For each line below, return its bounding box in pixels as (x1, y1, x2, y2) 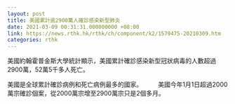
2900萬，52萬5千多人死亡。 (7, 65, 90, 74)
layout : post (7, 10, 46, 18)
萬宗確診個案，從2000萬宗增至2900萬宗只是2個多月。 (7, 89, 165, 98)
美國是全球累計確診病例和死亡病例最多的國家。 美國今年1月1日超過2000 (7, 80, 228, 89)
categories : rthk (7, 37, 58, 44)
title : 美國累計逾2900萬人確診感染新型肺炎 (7, 17, 121, 24)
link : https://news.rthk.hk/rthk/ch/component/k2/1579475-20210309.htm (7, 30, 221, 37)
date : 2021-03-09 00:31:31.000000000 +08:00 (7, 23, 140, 30)
